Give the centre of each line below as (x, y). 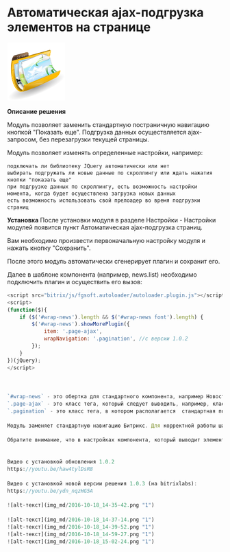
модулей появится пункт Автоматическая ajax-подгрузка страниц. (105, 227)
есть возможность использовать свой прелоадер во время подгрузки (104, 200)
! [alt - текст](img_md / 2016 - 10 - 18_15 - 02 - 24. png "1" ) (81, 541)
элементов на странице (79, 27)
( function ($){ (27, 310)
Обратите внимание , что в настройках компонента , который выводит (104, 440)
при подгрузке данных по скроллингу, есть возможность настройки (102, 187)
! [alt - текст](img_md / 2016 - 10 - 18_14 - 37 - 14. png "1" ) (81, 520)
